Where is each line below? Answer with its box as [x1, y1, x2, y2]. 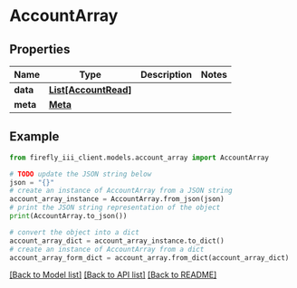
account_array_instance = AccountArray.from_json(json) [9, 195, 225, 204]
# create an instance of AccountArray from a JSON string [9, 187, 233, 196]
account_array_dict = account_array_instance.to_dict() [9, 236, 225, 245]
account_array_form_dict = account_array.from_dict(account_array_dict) [9, 253, 290, 263]
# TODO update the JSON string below [9, 169, 152, 178]
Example [9, 129, 60, 145]
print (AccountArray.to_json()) [9, 212, 128, 221]
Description [139, 69, 193, 81]
